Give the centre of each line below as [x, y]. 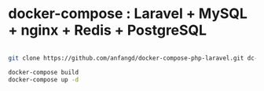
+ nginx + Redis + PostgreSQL [107, 30]
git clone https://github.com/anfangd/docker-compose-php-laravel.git [126, 58]
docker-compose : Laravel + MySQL [128, 14]
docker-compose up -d [44, 79]
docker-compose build [44, 72]
